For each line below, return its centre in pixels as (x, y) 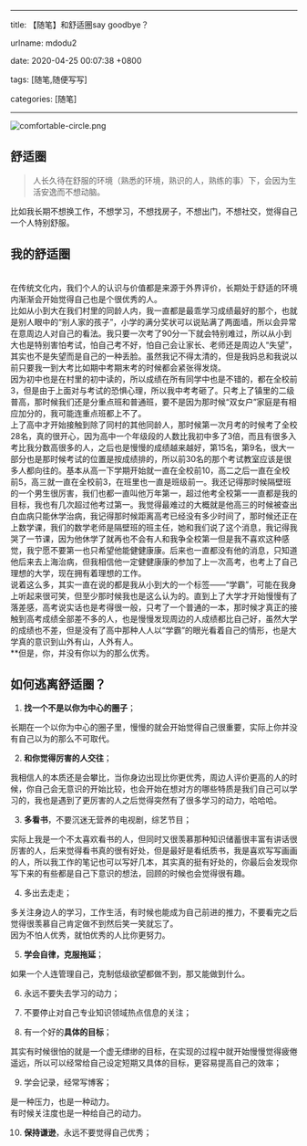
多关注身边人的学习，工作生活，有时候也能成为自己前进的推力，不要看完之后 (154, 912)
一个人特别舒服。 (42, 222)
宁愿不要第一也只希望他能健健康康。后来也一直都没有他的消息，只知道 (166, 550)
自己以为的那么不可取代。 (66, 739)
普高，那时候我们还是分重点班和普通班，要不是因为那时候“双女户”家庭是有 (150, 402)
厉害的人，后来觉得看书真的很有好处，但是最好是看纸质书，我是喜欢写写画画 (154, 851)
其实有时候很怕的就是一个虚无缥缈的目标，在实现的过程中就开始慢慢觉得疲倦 (154, 1052)
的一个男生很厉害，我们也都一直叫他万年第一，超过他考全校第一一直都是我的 (154, 493)
